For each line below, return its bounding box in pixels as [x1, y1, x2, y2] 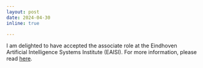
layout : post [6, 8, 40, 15]
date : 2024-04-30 [6, 15, 51, 21]
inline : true [6, 20, 40, 26]
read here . [6, 55, 32, 63]
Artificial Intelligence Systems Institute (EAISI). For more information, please [6, 49, 197, 56]
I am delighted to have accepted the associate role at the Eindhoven [6, 42, 177, 49]
